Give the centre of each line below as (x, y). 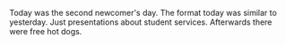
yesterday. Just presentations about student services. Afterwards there (141, 22)
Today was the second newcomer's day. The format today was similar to (143, 13)
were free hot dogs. (46, 31)
